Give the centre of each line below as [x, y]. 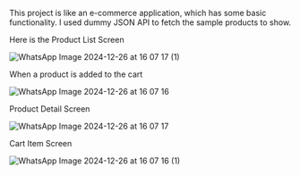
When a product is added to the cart [76, 74]
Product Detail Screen [50, 109]
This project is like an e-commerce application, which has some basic [138, 13]
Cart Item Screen [41, 143]
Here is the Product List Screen [67, 40]
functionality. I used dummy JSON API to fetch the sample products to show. [150, 22]
